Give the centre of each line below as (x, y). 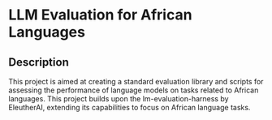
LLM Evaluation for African (100, 15)
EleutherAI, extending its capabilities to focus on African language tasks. (130, 107)
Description (39, 62)
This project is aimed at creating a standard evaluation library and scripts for (136, 81)
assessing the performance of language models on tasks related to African (134, 90)
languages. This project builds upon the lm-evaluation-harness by (119, 99)
